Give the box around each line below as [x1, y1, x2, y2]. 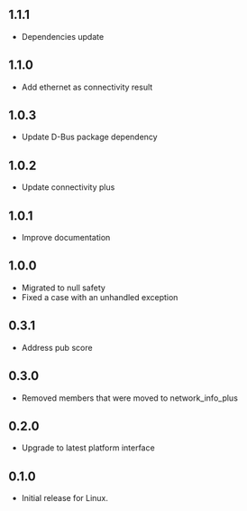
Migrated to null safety [21, 282, 105, 293]
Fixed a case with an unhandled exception [21, 291, 178, 302]
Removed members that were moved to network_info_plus [21, 393, 238, 403]
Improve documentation [21, 232, 111, 243]
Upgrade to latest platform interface [21, 442, 155, 453]
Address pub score [21, 342, 93, 353]
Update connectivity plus [21, 182, 115, 193]
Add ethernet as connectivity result [21, 81, 153, 92]
